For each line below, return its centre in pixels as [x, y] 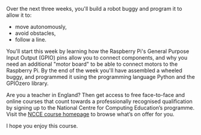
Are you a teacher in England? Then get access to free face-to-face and [96, 95]
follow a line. [31, 39]
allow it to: [19, 15]
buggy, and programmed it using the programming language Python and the [101, 77]
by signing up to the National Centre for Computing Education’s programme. [100, 108]
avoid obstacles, [35, 33]
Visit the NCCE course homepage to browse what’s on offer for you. [90, 114]
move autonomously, [41, 27]
